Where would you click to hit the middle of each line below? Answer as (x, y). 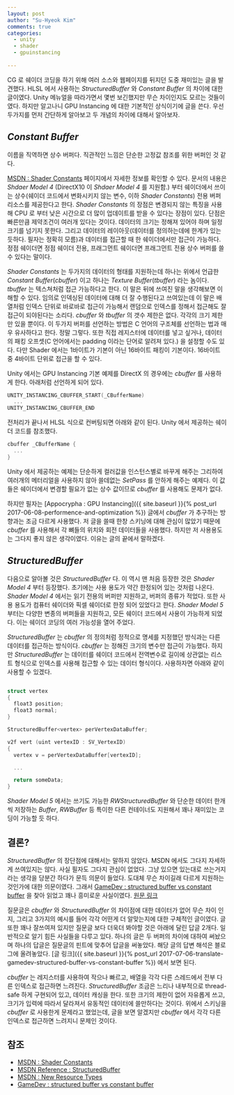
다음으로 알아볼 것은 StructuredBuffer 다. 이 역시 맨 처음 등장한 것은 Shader (111, 579)
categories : (24, 33)
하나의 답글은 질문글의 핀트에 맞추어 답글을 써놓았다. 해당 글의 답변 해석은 (114, 944)
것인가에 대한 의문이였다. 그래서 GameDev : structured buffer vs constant (109, 887)
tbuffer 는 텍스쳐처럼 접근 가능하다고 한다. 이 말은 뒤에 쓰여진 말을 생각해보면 (111, 289)
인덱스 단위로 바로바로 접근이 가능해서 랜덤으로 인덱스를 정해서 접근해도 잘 (126, 306)
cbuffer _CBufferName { (42, 444)
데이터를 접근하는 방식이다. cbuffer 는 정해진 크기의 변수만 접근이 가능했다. (109, 645)
